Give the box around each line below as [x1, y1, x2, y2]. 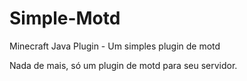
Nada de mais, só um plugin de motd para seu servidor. [9, 59, 238, 71]
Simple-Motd [9, 7, 121, 30]
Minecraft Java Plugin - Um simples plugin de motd [9, 40, 221, 52]
